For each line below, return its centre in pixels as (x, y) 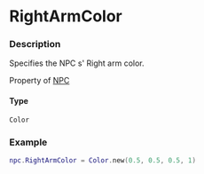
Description (35, 44)
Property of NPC (39, 81)
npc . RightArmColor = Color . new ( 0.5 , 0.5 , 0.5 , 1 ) (103, 160)
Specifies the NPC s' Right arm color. (77, 63)
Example (28, 142)
